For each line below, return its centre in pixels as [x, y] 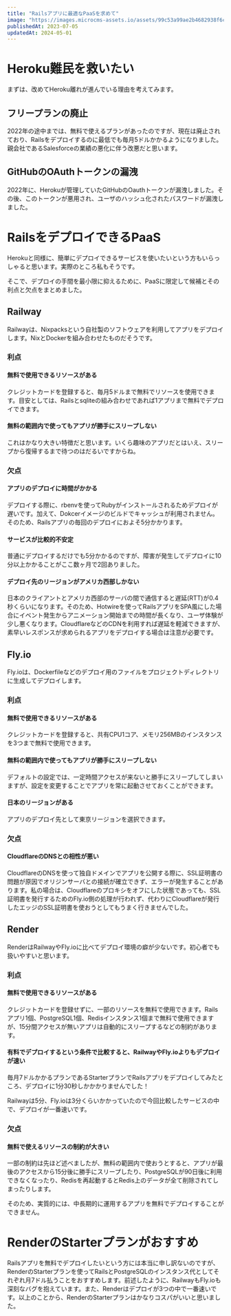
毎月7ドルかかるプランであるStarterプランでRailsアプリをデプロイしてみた [112, 1078]
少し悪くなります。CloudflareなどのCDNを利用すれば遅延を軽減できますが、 [115, 624]
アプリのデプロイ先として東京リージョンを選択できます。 [88, 819]
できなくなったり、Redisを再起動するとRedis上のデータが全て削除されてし [113, 1180]
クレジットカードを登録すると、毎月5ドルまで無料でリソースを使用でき [108, 391]
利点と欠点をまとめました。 [46, 289]
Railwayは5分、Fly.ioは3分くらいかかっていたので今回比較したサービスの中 [113, 1101]
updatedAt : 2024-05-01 [40, 33]
